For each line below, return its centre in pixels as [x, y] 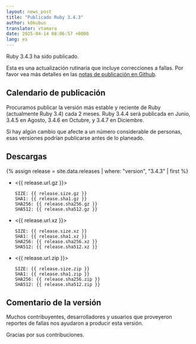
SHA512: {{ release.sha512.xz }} [56, 247]
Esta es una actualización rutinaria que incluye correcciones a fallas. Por [95, 68]
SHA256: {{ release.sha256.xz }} [56, 241]
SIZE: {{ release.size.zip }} [52, 269]
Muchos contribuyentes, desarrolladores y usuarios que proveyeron [89, 317]
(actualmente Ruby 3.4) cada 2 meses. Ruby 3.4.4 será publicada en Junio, [98, 113]
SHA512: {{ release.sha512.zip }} [57, 284]
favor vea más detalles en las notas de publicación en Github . [81, 74]
